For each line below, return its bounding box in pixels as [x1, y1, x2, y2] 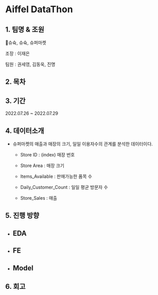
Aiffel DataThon [5, 4, 73, 15]
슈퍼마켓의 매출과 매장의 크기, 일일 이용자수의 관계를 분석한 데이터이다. [12, 141, 153, 147]
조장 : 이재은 [5, 50, 30, 57]
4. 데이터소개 [5, 126, 44, 135]
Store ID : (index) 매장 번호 [20, 152, 75, 158]
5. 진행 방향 [5, 211, 40, 220]
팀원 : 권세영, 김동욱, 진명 [5, 61, 56, 67]
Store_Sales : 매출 [20, 195, 58, 201]
